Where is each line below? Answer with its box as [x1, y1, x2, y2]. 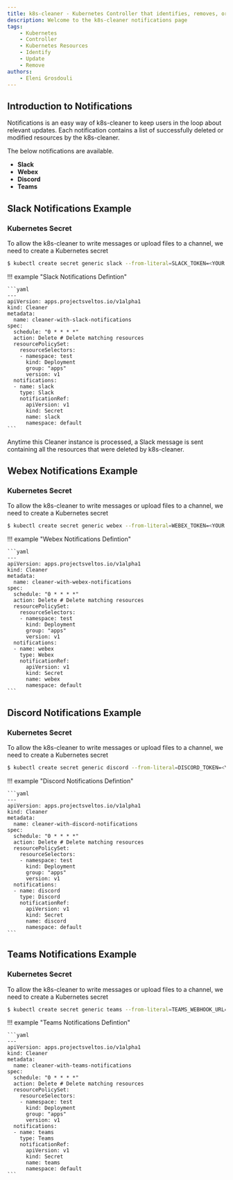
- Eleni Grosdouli [19, 74, 73, 82]
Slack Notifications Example [7, 203, 132, 214]
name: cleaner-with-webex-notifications [13, 579, 132, 586]
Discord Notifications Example [7, 707, 142, 719]
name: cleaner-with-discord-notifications [13, 820, 138, 828]
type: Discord [19, 893, 60, 900]
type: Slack [19, 389, 54, 396]
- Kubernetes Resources [19, 42, 89, 49]
